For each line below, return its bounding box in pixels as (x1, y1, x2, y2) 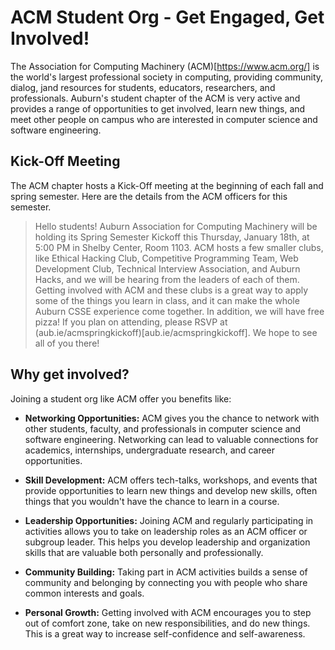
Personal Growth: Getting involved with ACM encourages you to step (24, 606, 312, 618)
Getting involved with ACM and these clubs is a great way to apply (34, 284, 309, 296)
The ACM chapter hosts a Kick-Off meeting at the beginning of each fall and (10, 179, 324, 191)
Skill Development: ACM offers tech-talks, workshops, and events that (24, 474, 318, 486)
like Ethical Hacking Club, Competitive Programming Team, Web (34, 252, 299, 264)
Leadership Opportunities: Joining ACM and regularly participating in (24, 514, 314, 526)
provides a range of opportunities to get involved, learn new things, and (10, 102, 306, 115)
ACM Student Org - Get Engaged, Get (10, 6, 325, 29)
